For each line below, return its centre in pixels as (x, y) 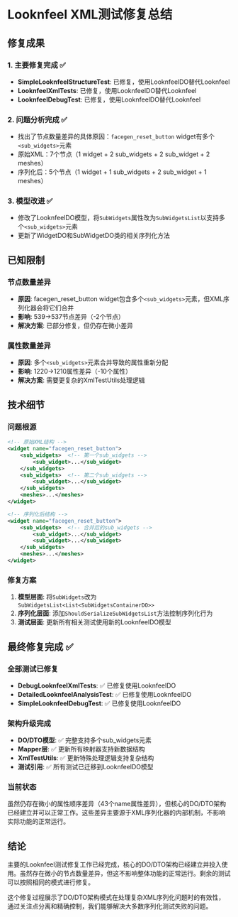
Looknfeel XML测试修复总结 (90, 15)
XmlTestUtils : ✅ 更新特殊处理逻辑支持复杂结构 (86, 758)
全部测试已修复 (33, 668)
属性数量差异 (29, 346)
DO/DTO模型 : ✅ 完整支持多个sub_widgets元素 (85, 740)
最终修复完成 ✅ (40, 647)
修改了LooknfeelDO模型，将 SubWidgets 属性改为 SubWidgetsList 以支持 (118, 218)
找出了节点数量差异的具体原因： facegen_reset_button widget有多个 (116, 136)
